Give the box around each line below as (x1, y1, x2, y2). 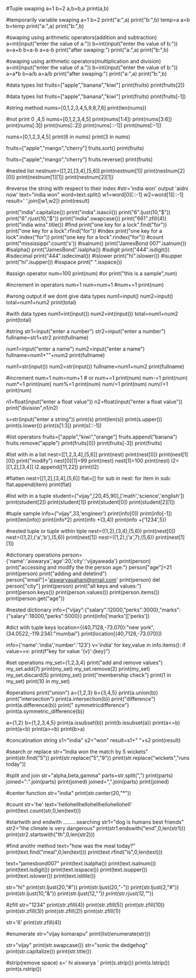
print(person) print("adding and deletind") (6, 570, 107, 577)
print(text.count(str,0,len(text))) (6, 807, 81, 814)
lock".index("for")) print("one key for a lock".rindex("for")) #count (6, 234, 164, 240)
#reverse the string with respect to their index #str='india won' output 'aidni (6, 185, 188, 192)
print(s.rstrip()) (6, 966, 42, 972)
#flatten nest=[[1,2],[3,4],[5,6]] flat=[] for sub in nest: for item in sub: (6, 475, 171, 481)
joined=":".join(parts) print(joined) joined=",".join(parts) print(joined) (6, 778, 170, 785)
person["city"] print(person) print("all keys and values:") (6, 583, 142, 589)
